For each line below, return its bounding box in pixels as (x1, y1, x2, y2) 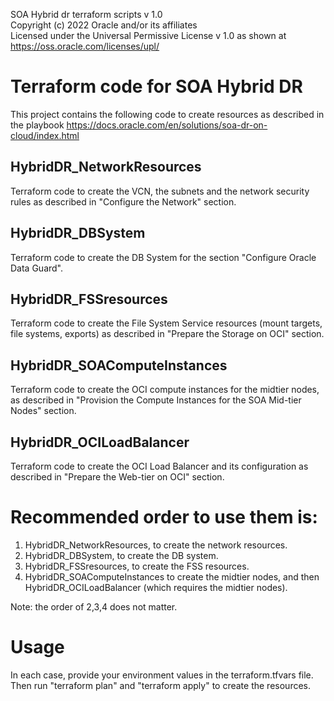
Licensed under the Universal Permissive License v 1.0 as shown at (10, 30, 287, 41)
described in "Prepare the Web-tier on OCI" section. (10, 471, 225, 483)
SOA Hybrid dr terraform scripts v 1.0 (10, 9, 163, 20)
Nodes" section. (10, 405, 77, 417)
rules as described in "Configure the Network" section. (10, 195, 237, 208)
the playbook (10, 119, 65, 131)
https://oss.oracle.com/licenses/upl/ (10, 40, 160, 52)
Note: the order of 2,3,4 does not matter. (10, 600, 178, 613)
